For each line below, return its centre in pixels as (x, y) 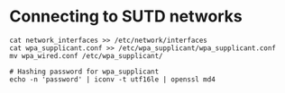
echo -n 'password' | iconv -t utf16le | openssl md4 (113, 79)
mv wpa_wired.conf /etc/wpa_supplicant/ (87, 55)
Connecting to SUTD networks (126, 17)
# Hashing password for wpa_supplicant (84, 72)
